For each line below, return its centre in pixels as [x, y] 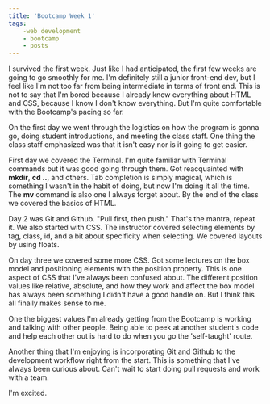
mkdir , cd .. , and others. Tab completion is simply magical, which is [120, 178]
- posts [35, 46]
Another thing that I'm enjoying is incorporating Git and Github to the [122, 351]
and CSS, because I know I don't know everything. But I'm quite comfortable [135, 103]
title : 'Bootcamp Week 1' [52, 16]
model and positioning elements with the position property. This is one [125, 269]
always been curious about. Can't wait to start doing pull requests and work [134, 369]
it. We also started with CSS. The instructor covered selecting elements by [132, 228]
